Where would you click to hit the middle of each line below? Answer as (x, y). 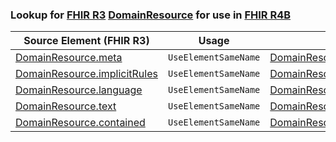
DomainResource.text (66, 106)
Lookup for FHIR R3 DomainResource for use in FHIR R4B (151, 15)
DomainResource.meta (69, 58)
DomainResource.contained (80, 123)
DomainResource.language (79, 90)
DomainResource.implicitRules (86, 74)
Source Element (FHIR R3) (86, 41)
